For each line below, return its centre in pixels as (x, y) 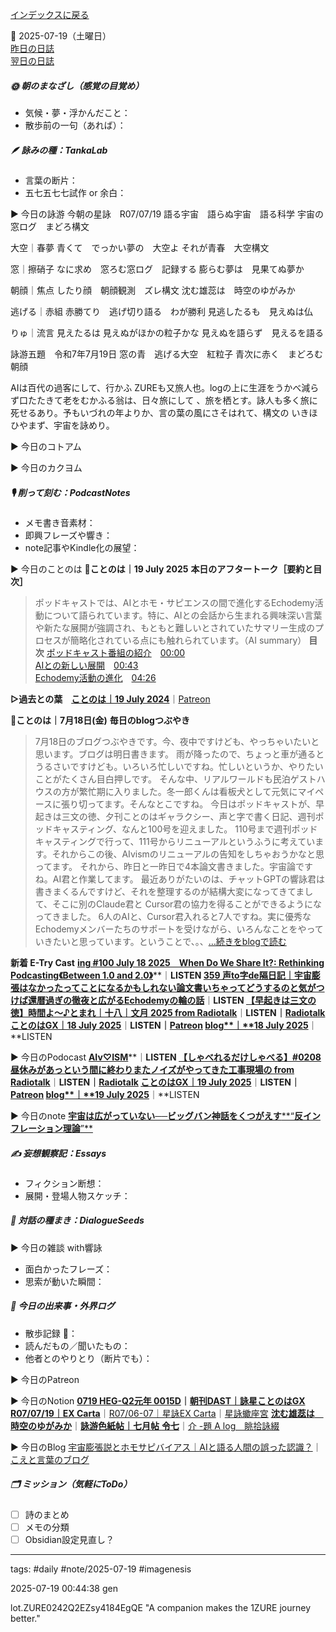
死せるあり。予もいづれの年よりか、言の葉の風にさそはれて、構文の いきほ (164, 412)
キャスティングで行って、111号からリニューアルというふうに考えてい (175, 841)
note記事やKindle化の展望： (82, 547)
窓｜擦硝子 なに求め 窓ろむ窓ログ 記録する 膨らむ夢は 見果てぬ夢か (157, 269)
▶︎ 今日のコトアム (46, 446)
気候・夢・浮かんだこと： (77, 112)
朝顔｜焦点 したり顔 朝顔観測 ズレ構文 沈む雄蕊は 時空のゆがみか (153, 290)
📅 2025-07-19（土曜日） (61, 36)
